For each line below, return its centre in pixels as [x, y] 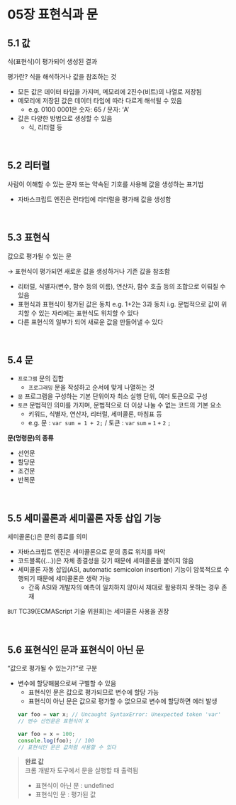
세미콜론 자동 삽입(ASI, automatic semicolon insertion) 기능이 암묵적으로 [120, 570]
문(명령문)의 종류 [31, 438]
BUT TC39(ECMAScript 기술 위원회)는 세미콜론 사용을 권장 [88, 612]
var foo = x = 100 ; [46, 734]
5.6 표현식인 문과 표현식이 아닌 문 [76, 650]
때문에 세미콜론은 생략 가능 [74, 579]
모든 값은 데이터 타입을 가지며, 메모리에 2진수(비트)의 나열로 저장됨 [109, 92]
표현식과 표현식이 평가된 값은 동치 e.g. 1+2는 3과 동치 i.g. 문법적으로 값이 [118, 304]
